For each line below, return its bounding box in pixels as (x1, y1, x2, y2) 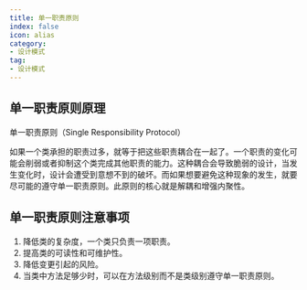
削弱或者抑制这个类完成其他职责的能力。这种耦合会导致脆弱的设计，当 (25, 157, 290, 168)
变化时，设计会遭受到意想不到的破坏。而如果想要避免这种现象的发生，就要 (16, 168, 298, 179)
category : (9, 38, 48, 48)
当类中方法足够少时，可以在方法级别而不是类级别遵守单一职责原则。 (22, 270, 280, 281)
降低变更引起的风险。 (22, 258, 103, 270)
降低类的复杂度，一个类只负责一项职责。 (22, 235, 175, 247)
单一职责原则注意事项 (9, 209, 130, 225)
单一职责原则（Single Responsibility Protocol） (9, 126, 185, 137)
